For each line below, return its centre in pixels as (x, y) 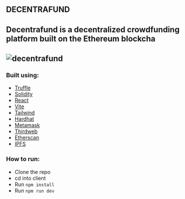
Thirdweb (26, 132)
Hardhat (24, 119)
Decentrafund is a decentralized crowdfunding (93, 30)
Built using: (22, 76)
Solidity (24, 94)
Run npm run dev (34, 190)
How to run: (23, 159)
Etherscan (27, 138)
